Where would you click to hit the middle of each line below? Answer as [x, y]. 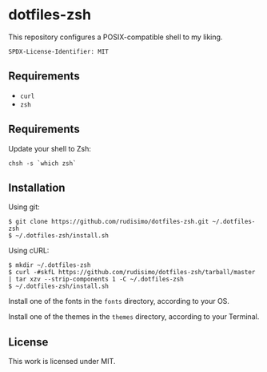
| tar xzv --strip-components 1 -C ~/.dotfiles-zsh [96, 279]
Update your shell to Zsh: [50, 148]
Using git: [24, 207]
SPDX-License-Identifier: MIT [59, 51]
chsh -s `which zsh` [43, 163]
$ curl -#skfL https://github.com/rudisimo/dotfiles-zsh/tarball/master [132, 273]
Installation [37, 187]
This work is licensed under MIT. [62, 362]
